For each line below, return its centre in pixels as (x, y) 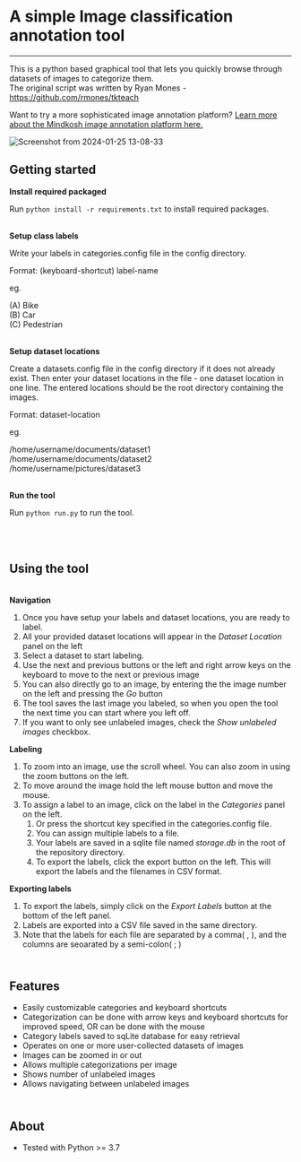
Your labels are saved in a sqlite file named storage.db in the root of (160, 842)
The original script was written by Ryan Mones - (98, 88)
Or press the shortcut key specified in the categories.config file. (154, 823)
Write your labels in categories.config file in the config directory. (128, 253)
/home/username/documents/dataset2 (81, 458)
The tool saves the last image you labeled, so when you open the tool (150, 703)
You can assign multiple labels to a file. (107, 833)
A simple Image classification (121, 17)
